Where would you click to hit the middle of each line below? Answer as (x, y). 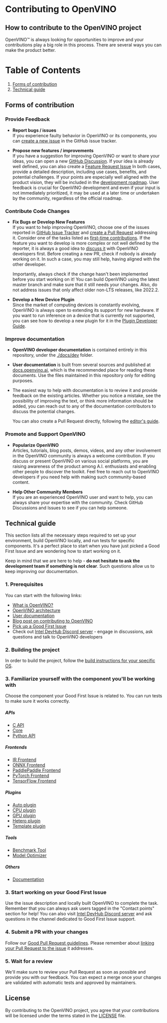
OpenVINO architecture (36, 610)
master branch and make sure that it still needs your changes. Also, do (85, 284)
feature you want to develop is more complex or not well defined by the (86, 243)
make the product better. (31, 50)
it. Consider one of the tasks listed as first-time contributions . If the (81, 237)
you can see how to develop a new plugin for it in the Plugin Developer (85, 321)
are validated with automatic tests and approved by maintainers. (71, 982)
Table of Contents (43, 70)
